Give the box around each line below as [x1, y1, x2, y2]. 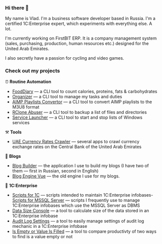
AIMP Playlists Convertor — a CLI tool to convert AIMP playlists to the [12, 99, 152, 105]
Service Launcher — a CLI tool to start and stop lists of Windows [12, 114, 143, 120]
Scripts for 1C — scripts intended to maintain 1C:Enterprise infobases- [12, 192, 153, 198]
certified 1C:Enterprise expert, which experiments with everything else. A [5, 21, 153, 26]
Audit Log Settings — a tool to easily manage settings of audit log [12, 218, 144, 224]
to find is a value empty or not [12, 233, 73, 239]
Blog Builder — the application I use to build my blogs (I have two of [12, 162, 149, 168]
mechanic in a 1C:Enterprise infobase [12, 223, 87, 229]
